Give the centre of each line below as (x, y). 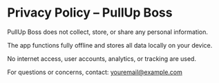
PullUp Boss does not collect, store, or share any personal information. (108, 32)
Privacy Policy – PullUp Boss (90, 13)
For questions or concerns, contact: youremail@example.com (95, 72)
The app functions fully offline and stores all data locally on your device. (110, 45)
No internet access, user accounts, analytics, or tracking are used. (102, 58)
